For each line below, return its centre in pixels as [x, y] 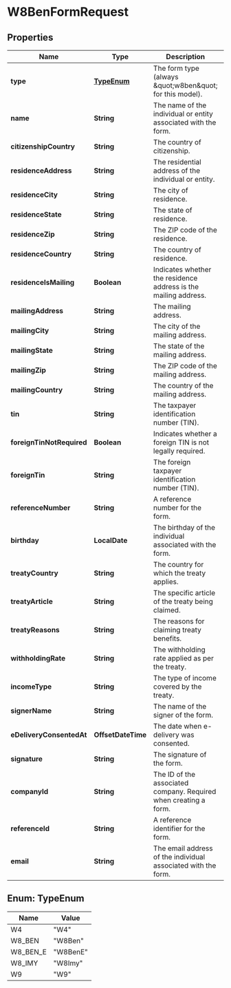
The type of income [185, 678]
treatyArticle [32, 601]
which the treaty [180, 573]
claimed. [167, 610]
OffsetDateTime [120, 735]
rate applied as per [184, 658]
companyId [30, 792]
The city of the [177, 326]
